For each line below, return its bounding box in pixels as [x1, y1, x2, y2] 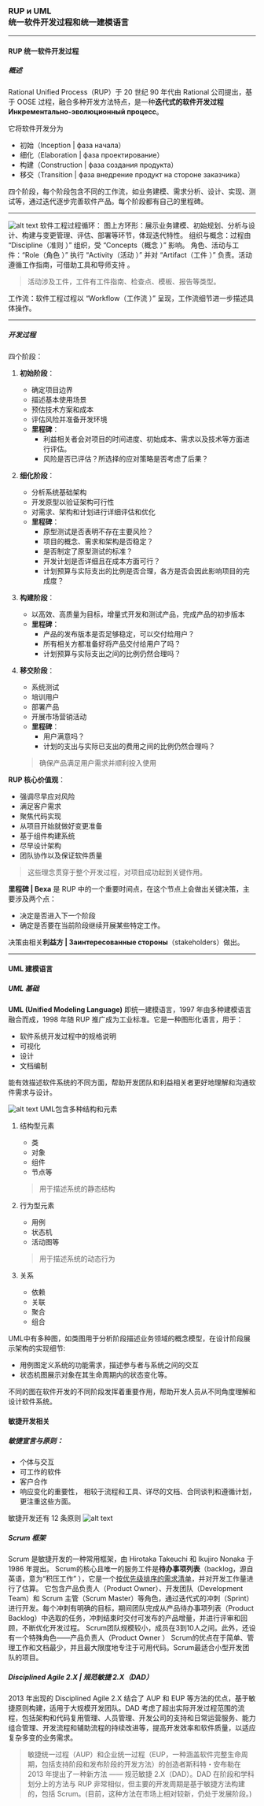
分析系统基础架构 [31, 487, 87, 497]
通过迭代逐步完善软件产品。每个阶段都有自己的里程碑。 [28, 196, 208, 206]
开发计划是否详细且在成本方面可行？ [42, 556, 161, 566]
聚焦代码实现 [19, 811, 61, 821]
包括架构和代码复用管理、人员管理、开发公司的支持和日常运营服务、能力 [21, 1713, 256, 1723]
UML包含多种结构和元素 [39, 1104, 118, 1114]
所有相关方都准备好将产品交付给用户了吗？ [42, 639, 181, 648]
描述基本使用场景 [31, 395, 87, 404]
